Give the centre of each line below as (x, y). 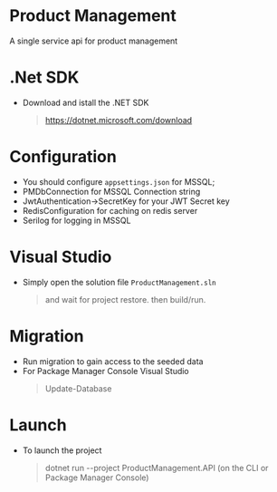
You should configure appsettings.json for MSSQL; (119, 181)
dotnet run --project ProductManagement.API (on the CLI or (157, 468)
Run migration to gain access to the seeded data (113, 361)
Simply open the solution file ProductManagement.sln (119, 282)
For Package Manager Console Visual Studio (106, 371)
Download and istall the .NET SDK (86, 102)
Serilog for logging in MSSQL (76, 220)
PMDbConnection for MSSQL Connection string (111, 191)
